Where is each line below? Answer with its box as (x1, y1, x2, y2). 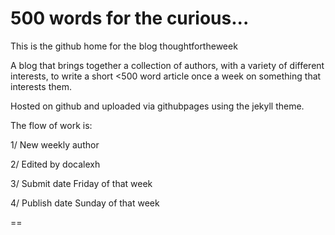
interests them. (10, 80, 72, 92)
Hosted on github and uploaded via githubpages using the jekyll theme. (10, 100, 305, 112)
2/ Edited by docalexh (10, 158, 101, 170)
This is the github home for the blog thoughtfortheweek (10, 40, 238, 52)
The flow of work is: (10, 119, 93, 131)
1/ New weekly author (10, 138, 100, 151)
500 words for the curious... (10, 7, 250, 30)
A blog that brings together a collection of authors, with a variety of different (10, 59, 325, 71)
